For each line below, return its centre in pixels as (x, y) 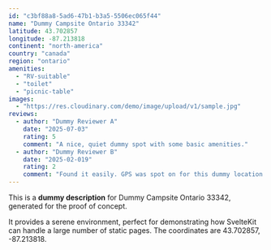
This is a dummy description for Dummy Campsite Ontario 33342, (120, 197)
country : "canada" (39, 54)
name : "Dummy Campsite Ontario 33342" (74, 24)
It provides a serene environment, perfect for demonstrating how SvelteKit (133, 222)
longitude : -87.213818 (47, 39)
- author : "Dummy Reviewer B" (67, 152)
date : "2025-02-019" (58, 159)
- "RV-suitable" (43, 76)
